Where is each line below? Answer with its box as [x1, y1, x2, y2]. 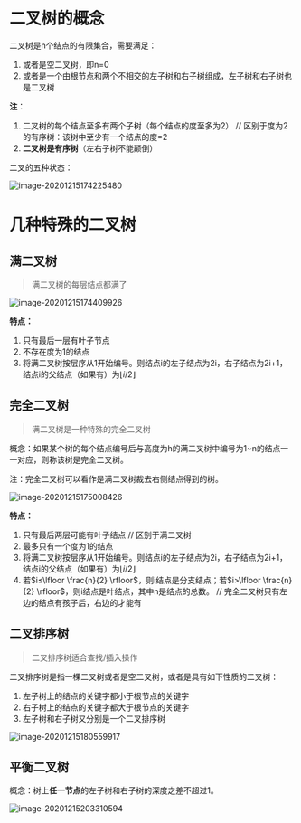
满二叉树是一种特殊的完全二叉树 [31, 423, 151, 434]
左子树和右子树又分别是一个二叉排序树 [22, 713, 165, 724]
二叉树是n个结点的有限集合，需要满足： [9, 40, 157, 51]
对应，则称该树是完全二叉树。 [16, 454, 128, 465]
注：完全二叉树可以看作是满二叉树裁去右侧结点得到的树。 [9, 473, 223, 484]
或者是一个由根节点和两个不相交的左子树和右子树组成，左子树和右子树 [22, 70, 285, 81]
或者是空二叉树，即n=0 [22, 59, 110, 70]
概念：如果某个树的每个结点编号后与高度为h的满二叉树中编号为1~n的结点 [9, 442, 281, 453]
